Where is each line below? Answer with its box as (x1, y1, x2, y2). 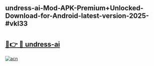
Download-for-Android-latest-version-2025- (5, 12, 149, 20)
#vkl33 (5, 19, 28, 28)
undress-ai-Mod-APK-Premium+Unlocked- (5, 4, 144, 12)
